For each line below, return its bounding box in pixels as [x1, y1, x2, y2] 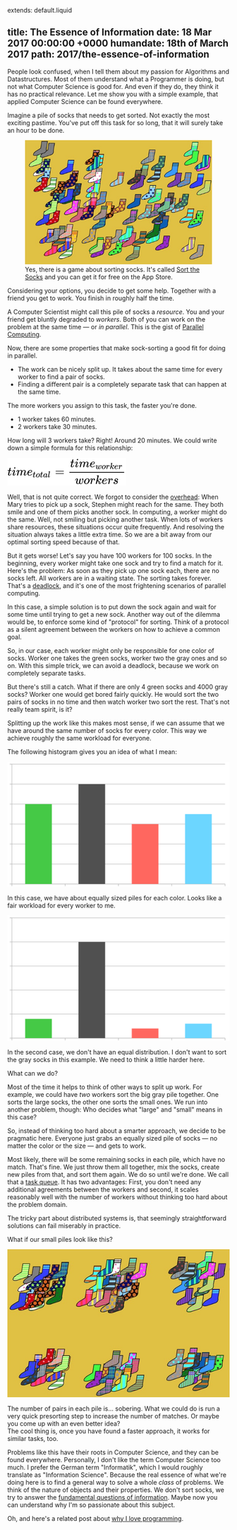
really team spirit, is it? [7, 705, 73, 713]
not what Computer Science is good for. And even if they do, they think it [7, 82, 219, 90]
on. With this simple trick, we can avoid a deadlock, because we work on [7, 661, 219, 670]
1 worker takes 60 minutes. [17, 415, 97, 423]
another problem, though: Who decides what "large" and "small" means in [7, 1105, 223, 1114]
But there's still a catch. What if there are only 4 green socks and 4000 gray [7, 682, 228, 691]
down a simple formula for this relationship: [7, 443, 133, 452]
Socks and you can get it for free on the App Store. [25, 272, 173, 281]
